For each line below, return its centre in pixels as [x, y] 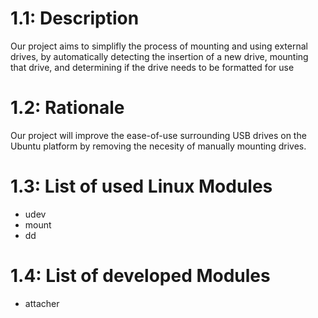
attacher [42, 303]
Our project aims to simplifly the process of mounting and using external [159, 46]
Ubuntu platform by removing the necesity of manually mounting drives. [158, 146]
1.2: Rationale [67, 108]
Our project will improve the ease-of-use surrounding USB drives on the [158, 135]
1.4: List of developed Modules [140, 276]
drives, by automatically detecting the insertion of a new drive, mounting [159, 56]
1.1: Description [75, 18]
